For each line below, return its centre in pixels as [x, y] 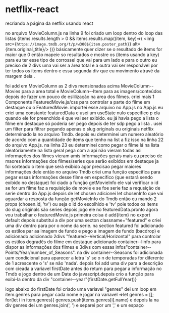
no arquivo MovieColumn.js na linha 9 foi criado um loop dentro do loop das [84, 33]
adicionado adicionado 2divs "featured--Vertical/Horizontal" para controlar [83, 236]
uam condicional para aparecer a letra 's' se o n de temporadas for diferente [84, 258]
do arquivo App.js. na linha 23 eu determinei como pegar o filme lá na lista [82, 145]
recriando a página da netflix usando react [49, 23]
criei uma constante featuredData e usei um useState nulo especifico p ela [83, 113]
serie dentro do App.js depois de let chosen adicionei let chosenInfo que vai [84, 193]
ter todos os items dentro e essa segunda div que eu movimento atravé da [82, 71]
